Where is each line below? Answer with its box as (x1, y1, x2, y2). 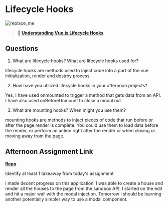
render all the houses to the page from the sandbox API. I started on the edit (5, 185, 162, 191)
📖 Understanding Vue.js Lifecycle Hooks (17, 30, 104, 36)
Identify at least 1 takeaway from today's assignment (5, 170, 114, 176)
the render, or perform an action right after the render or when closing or (5, 127, 155, 133)
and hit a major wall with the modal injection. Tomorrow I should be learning (5, 190, 161, 196)
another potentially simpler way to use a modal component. (5, 196, 128, 202)
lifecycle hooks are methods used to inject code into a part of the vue (5, 67, 149, 73)
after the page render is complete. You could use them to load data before (5, 122, 158, 128)
